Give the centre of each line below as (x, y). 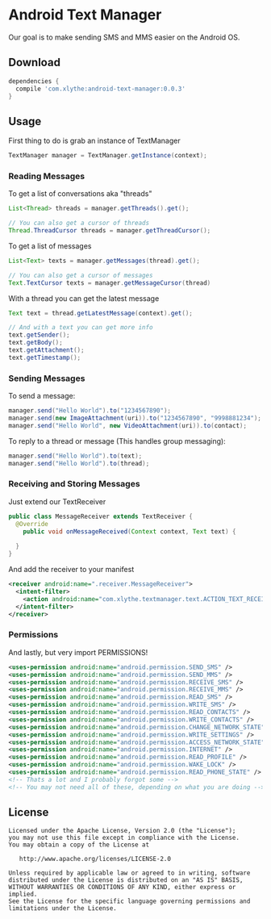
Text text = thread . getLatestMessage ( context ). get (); (101, 313)
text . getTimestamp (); (45, 357)
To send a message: (42, 396)
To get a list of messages (50, 246)
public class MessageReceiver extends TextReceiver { (101, 516)
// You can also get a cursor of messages (81, 275)
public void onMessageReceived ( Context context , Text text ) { (129, 531)
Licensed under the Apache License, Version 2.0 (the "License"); (122, 831)
